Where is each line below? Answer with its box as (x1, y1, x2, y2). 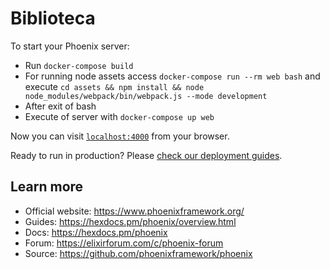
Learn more (10, 178, 84, 196)
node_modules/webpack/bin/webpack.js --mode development (24, 91, 268, 101)
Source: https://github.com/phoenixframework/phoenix (24, 247, 253, 259)
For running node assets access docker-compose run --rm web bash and (24, 70, 321, 82)
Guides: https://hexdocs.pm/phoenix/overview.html (24, 215, 237, 227)
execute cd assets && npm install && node (24, 80, 205, 92)
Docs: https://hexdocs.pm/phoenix (24, 226, 168, 238)
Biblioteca (10, 7, 96, 30)
